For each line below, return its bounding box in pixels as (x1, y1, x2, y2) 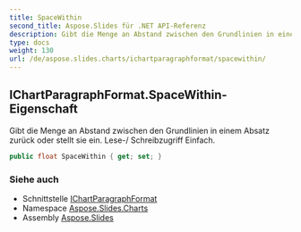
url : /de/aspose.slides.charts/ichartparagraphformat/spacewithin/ (9, 54, 267, 63)
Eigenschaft (9, 102, 78, 117)
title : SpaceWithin (9, 12, 82, 22)
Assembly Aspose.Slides (21, 211, 114, 223)
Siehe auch (9, 173, 60, 186)
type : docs (9, 37, 50, 47)
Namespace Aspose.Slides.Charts (21, 203, 149, 213)
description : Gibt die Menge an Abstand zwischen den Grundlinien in (9, 29, 275, 38)
